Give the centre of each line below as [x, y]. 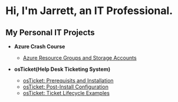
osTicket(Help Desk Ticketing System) [62, 69]
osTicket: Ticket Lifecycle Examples [66, 93]
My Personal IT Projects [50, 33]
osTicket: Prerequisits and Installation [68, 81]
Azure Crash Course [39, 46]
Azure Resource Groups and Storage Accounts [80, 58]
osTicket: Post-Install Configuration [65, 87]
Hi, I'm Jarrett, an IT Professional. [89, 11]
